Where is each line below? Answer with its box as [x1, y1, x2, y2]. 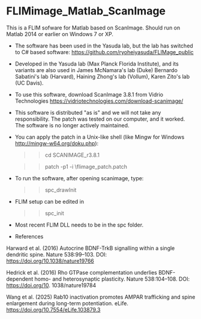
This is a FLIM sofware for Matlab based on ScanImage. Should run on [6, 24, 181, 31]
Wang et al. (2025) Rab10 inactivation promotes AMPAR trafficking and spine [6, 293, 196, 300]
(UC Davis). [14, 79, 44, 87]
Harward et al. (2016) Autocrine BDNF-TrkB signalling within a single [6, 245, 175, 252]
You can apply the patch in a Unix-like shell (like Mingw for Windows [14, 133, 185, 141]
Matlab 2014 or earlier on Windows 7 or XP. [6, 30, 114, 37]
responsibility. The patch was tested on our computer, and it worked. [14, 115, 185, 123]
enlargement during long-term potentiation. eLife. [6, 299, 129, 307]
